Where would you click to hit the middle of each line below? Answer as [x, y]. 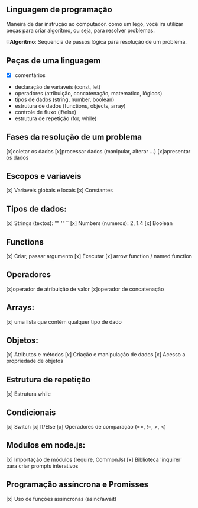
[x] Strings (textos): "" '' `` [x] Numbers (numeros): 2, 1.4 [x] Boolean [90, 223]
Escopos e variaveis [44, 176]
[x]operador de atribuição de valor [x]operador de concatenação [85, 289]
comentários [30, 75]
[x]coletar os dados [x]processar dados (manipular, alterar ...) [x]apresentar [98, 151]
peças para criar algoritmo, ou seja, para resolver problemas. [80, 30]
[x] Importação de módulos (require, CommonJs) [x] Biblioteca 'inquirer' [94, 459]
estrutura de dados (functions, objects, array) [70, 105]
